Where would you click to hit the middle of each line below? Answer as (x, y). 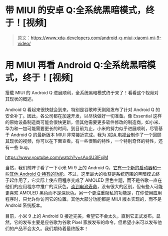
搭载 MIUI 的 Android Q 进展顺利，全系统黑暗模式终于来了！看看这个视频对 (82, 92)
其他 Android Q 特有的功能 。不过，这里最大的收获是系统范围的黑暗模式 (82, 174)
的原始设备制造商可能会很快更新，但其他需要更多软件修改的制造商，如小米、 (84, 122)
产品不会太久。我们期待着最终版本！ (51, 228)
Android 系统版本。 (25, 205)
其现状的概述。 (20, 99)
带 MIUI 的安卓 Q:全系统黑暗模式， (75, 10)
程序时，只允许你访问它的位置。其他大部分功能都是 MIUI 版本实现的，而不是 (83, 199)
